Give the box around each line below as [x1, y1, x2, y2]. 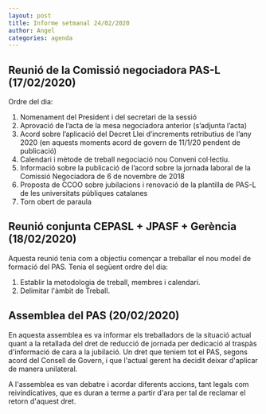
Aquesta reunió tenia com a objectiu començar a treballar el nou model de [8, 253, 252, 263]
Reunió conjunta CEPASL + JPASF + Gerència [8, 220, 237, 233]
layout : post [8, 11, 52, 20]
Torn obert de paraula [19, 197, 92, 207]
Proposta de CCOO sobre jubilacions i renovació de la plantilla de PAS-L [19, 180, 256, 189]
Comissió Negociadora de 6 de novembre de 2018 [19, 172, 186, 182]
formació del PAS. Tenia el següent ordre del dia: [8, 262, 169, 271]
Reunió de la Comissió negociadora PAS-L [8, 63, 221, 76]
